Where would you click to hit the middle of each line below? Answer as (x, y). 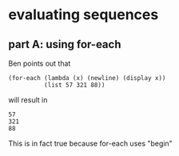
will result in (28, 100)
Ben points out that (40, 63)
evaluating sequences (84, 15)
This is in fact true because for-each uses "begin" (91, 143)
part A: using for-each (65, 44)
